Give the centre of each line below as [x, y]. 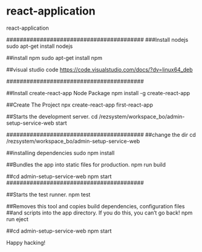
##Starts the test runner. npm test [48, 194]
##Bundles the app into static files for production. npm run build [86, 164]
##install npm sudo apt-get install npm [54, 58]
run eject [18, 219]
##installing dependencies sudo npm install [60, 153]
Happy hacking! [26, 242]
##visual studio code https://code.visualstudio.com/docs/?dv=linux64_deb [99, 69]
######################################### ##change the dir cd [101, 134]
